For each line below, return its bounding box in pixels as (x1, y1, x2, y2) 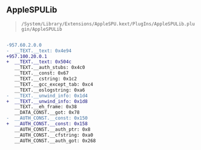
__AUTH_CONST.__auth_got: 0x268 (14, 137, 96, 144)
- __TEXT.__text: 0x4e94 (6, 48, 71, 54)
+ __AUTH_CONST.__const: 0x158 (6, 121, 88, 127)
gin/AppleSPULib (21, 26, 62, 32)
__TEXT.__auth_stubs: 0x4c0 (14, 65, 85, 71)
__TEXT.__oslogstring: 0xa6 (14, 87, 85, 93)
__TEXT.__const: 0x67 (14, 70, 69, 76)
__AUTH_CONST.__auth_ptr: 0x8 (14, 126, 91, 132)
